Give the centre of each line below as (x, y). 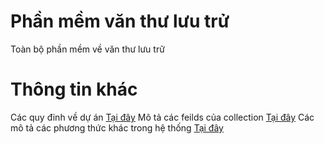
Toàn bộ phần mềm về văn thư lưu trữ (87, 49)
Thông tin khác (74, 89)
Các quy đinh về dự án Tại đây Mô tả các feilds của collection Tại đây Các (162, 117)
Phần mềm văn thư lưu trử (120, 21)
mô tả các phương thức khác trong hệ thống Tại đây (117, 127)
